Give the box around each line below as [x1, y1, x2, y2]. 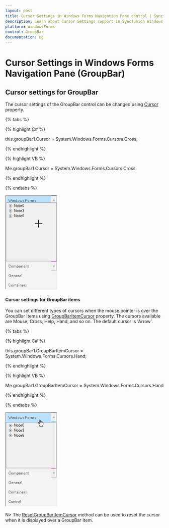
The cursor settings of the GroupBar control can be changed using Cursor [5, 101, 158, 107]
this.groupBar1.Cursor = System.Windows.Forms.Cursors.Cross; [5, 136, 138, 142]
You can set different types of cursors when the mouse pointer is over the [5, 308, 158, 314]
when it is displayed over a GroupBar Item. [5, 517, 93, 523]
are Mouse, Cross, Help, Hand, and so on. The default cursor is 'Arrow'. [5, 319, 153, 325]
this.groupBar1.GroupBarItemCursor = [5, 348, 84, 354]
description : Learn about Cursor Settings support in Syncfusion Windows [5, 19, 163, 24]
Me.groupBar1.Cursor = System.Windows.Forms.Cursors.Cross [5, 166, 136, 171]
